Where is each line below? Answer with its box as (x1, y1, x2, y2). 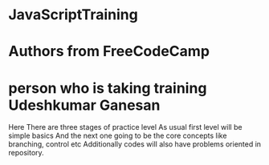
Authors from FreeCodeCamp (8, 42, 210, 61)
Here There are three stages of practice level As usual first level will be (8, 123, 243, 132)
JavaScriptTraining (8, 6, 138, 24)
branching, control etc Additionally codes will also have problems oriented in (8, 139, 262, 149)
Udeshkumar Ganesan (8, 96, 161, 114)
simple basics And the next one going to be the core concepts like (8, 131, 227, 141)
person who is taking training (8, 78, 207, 97)
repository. (8, 148, 44, 158)
